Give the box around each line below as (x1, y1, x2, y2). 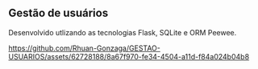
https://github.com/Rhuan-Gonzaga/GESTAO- (8, 43, 161, 53)
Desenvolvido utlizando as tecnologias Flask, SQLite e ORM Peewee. (8, 27, 237, 37)
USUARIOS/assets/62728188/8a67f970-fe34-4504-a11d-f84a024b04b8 (8, 51, 250, 61)
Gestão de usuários (8, 6, 109, 20)
